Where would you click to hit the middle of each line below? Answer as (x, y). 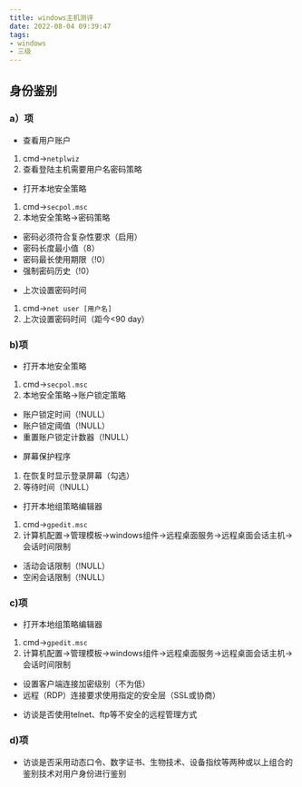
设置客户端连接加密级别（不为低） (86, 684)
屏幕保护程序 (46, 457)
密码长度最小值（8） (61, 248)
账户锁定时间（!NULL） (66, 415)
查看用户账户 (46, 140)
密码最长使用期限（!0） (66, 259)
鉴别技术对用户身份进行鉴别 (74, 773)
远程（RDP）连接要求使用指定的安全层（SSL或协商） (121, 695)
